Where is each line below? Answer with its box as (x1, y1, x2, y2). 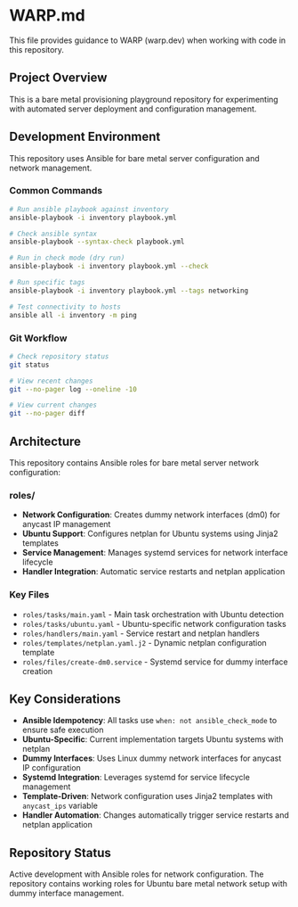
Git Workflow (9, 332, 68, 344)
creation (21, 665, 53, 676)
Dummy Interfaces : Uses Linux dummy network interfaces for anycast (21, 753, 282, 763)
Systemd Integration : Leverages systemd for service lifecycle (21, 772, 251, 783)
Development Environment (9, 129, 161, 144)
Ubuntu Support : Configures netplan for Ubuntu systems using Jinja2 (21, 528, 278, 540)
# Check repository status (9, 351, 109, 361)
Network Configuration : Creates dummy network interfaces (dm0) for (21, 509, 280, 520)
